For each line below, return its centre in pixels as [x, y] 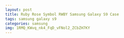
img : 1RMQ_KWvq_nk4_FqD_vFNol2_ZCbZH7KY [48, 28]
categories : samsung [27, 23]
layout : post [19, 10]
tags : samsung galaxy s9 [31, 19]
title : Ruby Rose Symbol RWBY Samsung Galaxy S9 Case [62, 14]
